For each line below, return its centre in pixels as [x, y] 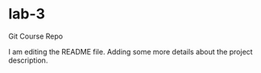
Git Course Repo [35, 36]
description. [28, 60]
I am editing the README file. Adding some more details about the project [130, 51]
